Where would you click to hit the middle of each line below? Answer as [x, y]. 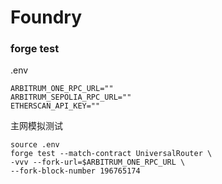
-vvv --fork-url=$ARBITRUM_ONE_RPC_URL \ [98, 162]
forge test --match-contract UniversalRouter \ [111, 154]
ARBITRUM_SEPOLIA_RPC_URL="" [71, 97]
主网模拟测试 [36, 126]
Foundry [46, 17]
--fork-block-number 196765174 [75, 171]
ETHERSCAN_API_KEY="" [55, 106]
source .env [35, 145]
